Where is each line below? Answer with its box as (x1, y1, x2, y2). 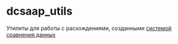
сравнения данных (6, 31, 56, 38)
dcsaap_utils (6, 4, 72, 18)
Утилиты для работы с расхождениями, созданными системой (6, 24, 172, 32)
